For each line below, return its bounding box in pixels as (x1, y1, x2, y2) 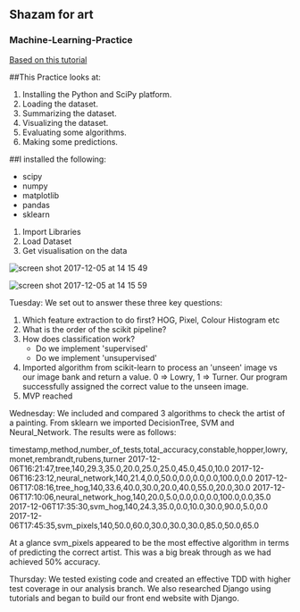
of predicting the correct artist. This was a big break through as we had (9, 547, 271, 558)
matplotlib (21, 189, 60, 200)
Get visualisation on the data (21, 245, 128, 256)
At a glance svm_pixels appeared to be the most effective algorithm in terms (9, 537, 290, 548)
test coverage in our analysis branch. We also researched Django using (9, 583, 271, 593)
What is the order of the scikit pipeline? (21, 323, 167, 334)
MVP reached (21, 390, 73, 401)
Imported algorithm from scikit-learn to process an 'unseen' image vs (21, 362, 279, 373)
